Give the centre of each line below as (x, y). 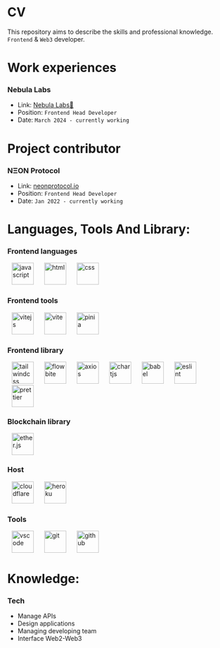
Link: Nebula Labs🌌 (45, 105)
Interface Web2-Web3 (50, 639)
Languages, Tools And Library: (99, 229)
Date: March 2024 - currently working (73, 120)
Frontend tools (33, 301)
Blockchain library (39, 421)
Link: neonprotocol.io (48, 186)
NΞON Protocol (34, 170)
